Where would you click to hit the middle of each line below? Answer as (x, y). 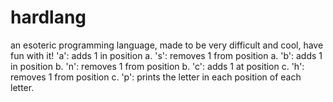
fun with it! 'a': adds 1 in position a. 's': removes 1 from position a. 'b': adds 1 (166, 55)
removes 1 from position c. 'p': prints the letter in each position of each (156, 77)
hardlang (48, 17)
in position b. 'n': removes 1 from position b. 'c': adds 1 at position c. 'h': (157, 66)
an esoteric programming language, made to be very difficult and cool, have (167, 45)
